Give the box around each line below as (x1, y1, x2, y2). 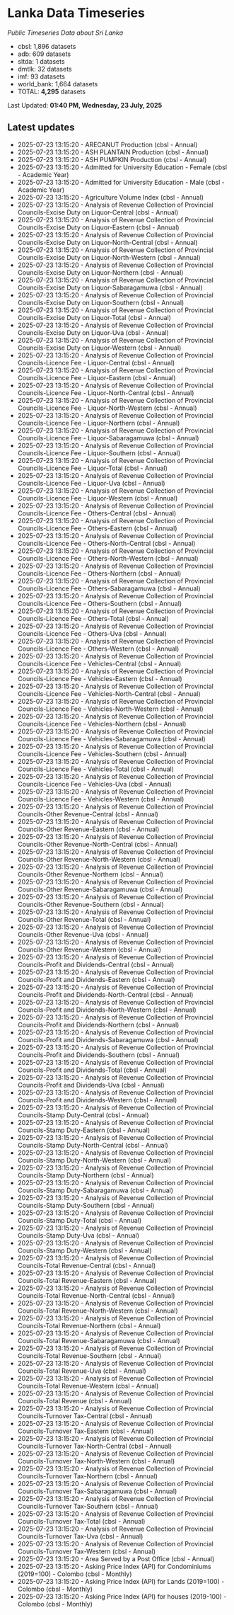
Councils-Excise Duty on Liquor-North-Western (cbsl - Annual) (17, 253, 201, 261)
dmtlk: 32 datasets (17, 64, 72, 73)
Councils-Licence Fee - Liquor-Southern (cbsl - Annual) (17, 448, 181, 457)
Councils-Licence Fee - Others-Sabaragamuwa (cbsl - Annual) (17, 584, 201, 593)
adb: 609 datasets (17, 50, 71, 58)
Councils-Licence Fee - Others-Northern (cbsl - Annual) (17, 569, 182, 578)
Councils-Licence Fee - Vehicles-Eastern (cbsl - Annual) (17, 674, 182, 683)
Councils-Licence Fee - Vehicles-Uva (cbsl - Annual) (17, 780, 172, 788)
